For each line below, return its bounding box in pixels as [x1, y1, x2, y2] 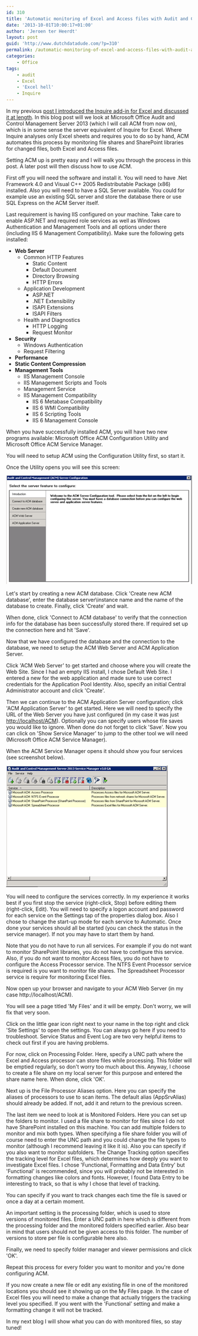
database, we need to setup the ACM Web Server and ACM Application [6, 644, 179, 651]
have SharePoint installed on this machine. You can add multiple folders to [6, 1123, 186, 1130]
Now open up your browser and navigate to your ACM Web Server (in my [6, 985, 184, 992]
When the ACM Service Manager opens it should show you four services [6, 747, 183, 754]
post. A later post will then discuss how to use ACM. [6, 163, 133, 170]
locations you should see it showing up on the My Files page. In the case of [6, 1288, 189, 1295]
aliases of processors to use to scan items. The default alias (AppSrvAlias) [6, 1093, 187, 1100]
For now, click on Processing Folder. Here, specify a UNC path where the [6, 1050, 183, 1057]
